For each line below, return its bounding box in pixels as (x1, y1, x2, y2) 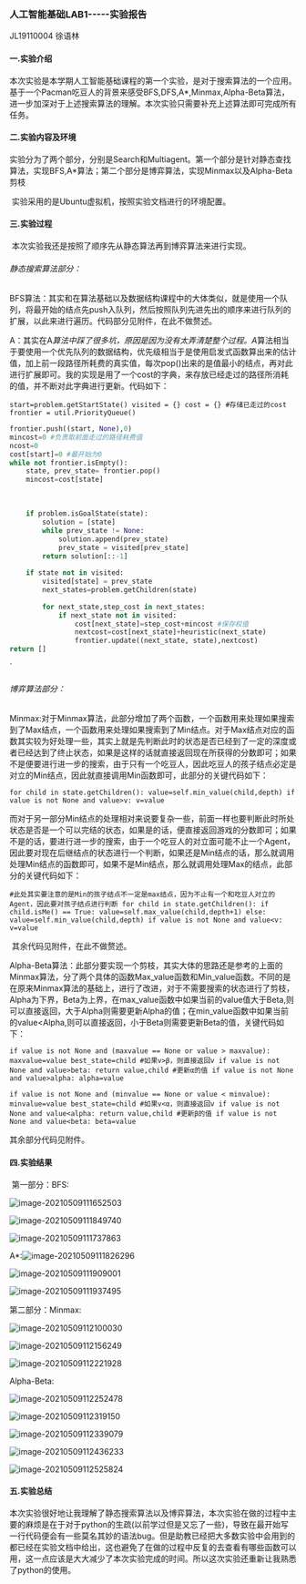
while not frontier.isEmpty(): (9, 458, 128, 467)
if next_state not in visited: (57, 610, 178, 620)
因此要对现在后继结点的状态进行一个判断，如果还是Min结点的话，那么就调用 (9, 847, 295, 858)
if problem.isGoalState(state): (25, 509, 148, 518)
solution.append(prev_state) (57, 535, 169, 544)
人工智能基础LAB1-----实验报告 (9, 7, 148, 20)
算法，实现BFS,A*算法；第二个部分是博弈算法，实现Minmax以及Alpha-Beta (9, 165, 293, 176)
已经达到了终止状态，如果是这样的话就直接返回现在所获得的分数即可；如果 (16, 747, 297, 758)
